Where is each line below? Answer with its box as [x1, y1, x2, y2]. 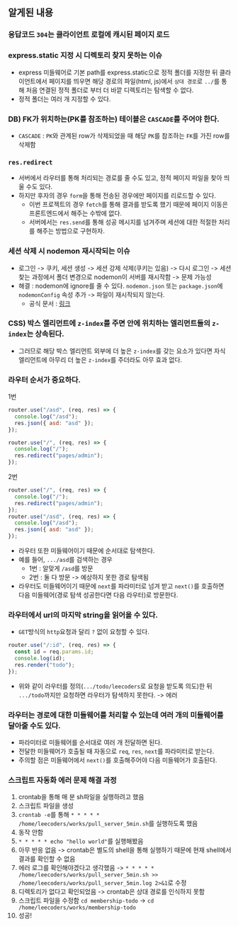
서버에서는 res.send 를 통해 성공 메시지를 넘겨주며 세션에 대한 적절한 [28, 218, 217, 227]
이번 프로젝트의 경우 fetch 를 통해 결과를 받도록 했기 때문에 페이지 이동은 [28, 201, 229, 209]
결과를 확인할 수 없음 [18, 854, 76, 863]
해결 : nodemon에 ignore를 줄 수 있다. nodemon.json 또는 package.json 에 [18, 281, 223, 290]
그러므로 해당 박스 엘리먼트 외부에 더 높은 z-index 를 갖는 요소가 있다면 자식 [18, 346, 226, 355]
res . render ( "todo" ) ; [14, 662, 75, 669]
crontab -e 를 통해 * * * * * [18, 811, 100, 819]
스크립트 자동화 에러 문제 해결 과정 [8, 775, 118, 785]
